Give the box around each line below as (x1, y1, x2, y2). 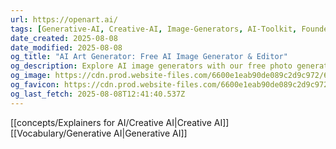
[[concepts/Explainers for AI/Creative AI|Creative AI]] (10, 116, 230, 128)
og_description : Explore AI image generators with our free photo (10, 61, 293, 71)
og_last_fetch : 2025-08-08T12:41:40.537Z (10, 89, 186, 99)
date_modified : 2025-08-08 (10, 42, 123, 53)
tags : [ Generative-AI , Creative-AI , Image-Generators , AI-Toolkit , (10, 24, 298, 34)
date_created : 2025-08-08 (10, 33, 118, 43)
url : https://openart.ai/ (10, 14, 118, 25)
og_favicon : (10, 80, 60, 90)
